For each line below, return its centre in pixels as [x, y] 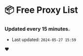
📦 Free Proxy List [41, 10]
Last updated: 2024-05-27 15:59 [44, 40]
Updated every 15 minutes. [37, 29]
